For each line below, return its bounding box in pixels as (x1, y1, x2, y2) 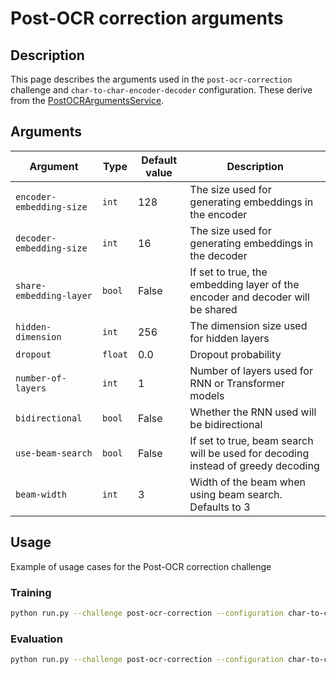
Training (10, 585, 52, 599)
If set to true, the (189, 265, 268, 279)
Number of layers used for (189, 363, 313, 377)
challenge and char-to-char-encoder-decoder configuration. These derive (10, 84, 313, 96)
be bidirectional (189, 417, 263, 431)
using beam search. (189, 487, 283, 501)
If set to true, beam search (189, 433, 314, 447)
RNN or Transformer (189, 376, 285, 390)
